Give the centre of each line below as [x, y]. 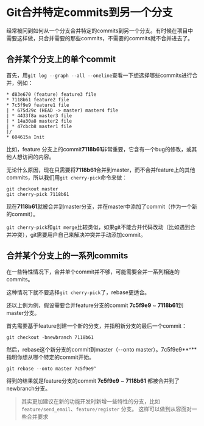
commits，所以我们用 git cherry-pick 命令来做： [67, 177]
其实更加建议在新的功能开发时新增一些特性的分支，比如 [90, 401]
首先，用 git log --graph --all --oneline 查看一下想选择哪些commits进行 [100, 75]
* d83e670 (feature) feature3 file [51, 94]
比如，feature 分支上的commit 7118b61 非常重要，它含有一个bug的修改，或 [99, 149]
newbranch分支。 [28, 388]
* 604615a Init [26, 137]
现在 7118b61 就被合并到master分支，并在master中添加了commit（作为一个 [99, 206]
